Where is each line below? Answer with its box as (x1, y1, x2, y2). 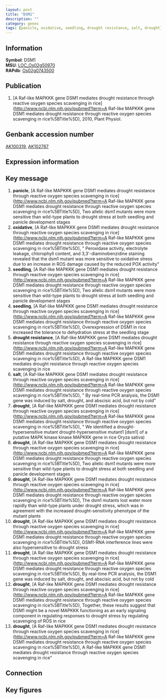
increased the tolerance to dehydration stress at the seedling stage (12, 329, 149, 335)
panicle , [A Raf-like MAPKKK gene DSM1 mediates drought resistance (12, 187, 155, 193)
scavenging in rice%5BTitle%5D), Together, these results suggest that (12, 602, 156, 608)
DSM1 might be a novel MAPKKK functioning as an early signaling (12, 607, 146, 613)
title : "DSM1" (5, 12, 35, 17)
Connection (5, 669, 42, 677)
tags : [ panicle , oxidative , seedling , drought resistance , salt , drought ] (5, 26, 163, 31)
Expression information (5, 158, 79, 166)
